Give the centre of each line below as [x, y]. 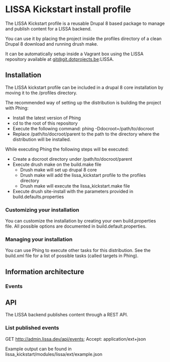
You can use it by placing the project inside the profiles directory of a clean [83, 39]
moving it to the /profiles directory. [41, 93]
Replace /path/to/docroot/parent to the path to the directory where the [86, 134]
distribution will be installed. [42, 139]
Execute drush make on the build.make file [57, 164]
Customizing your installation [42, 210]
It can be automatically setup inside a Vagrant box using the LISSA [74, 54]
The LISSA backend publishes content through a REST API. [67, 315]
